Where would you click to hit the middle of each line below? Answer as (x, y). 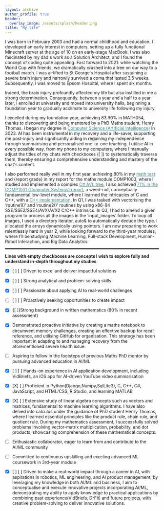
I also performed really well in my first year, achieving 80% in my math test (80, 174)
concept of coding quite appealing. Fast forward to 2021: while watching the (82, 63)
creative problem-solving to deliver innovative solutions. (69, 503)
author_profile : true (27, 14)
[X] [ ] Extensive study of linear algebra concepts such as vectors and (82, 400)
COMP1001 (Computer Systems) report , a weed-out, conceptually (71, 190)
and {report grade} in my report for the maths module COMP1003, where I (79, 179)
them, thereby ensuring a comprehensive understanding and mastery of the (81, 159)
